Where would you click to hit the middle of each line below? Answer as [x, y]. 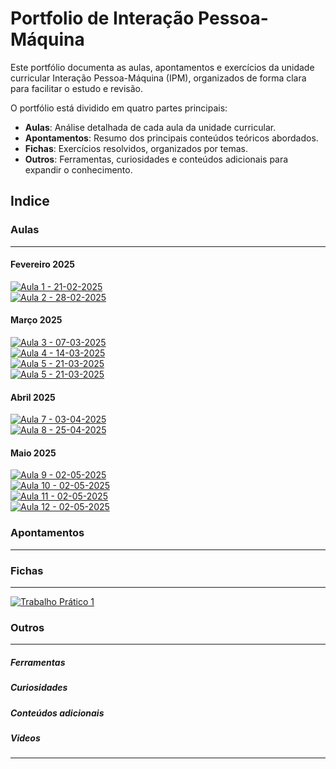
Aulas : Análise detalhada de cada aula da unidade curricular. [150, 127]
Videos [25, 738]
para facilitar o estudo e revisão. [76, 88]
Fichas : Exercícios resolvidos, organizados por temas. [136, 148]
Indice [30, 201]
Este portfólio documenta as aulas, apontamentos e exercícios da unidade [162, 67]
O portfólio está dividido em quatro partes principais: [119, 108]
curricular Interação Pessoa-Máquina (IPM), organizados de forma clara [158, 78]
